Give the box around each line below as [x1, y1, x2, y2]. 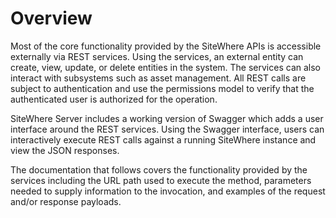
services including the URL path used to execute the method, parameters [10, 174, 312, 186]
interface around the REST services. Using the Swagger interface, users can [10, 123, 325, 135]
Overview [10, 7, 93, 30]
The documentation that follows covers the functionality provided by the [10, 163, 308, 176]
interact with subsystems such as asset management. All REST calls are [10, 72, 307, 84]
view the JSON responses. [10, 144, 120, 156]
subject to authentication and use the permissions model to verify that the [10, 82, 315, 94]
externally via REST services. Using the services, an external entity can [10, 50, 304, 62]
